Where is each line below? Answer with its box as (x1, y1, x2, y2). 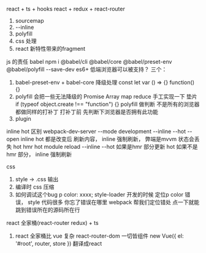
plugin (15, 115, 32, 122)
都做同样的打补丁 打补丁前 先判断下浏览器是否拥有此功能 (15, 108, 158, 115)
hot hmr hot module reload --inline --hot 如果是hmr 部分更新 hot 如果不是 (13, 143, 198, 150)
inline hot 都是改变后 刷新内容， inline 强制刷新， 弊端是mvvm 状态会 (20, 135, 194, 143)
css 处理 (15, 37, 37, 45)
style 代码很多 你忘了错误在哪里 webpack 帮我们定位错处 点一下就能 (27, 198, 200, 206)
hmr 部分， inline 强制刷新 (6, 151, 72, 158)
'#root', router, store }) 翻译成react (15, 240, 102, 247)
